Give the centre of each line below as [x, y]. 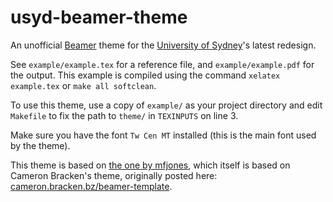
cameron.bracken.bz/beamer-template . [91, 186]
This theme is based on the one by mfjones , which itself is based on [150, 165]
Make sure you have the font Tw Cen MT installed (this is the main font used [163, 135]
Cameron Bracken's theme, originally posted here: [114, 175]
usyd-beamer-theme [99, 17]
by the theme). [40, 145]
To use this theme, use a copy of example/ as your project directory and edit [166, 105]
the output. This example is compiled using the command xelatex [145, 75]
